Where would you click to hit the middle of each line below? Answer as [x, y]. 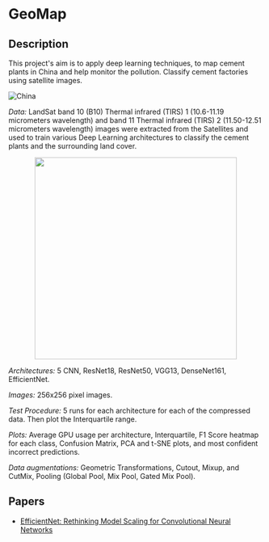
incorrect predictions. [44, 452]
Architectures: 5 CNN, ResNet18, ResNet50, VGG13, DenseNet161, [118, 371]
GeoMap [38, 14]
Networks [36, 529]
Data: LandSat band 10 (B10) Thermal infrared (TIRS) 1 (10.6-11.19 [116, 111]
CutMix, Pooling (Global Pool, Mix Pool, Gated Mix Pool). [102, 476]
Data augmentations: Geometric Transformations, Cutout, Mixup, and [124, 468]
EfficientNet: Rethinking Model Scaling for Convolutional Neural [126, 521]
